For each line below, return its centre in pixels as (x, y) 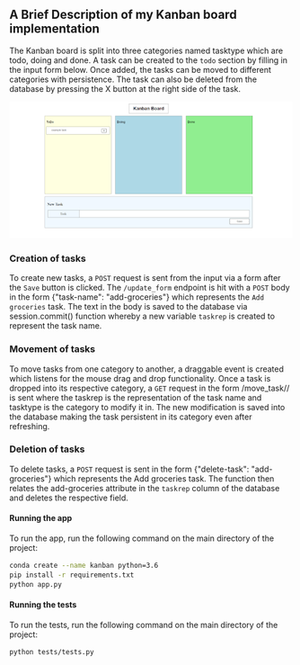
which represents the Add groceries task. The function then (164, 478)
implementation (55, 29)
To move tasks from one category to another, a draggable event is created (147, 369)
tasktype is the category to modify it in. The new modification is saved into (147, 407)
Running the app (41, 518)
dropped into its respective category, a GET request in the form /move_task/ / (150, 388)
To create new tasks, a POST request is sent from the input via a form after (145, 278)
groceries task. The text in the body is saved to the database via (128, 307)
